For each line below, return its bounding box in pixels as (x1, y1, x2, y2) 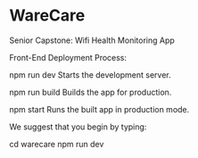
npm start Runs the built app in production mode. (9, 104, 190, 114)
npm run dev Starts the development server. (9, 69, 171, 80)
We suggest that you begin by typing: (9, 121, 147, 132)
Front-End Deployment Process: (9, 52, 128, 62)
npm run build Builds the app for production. (9, 87, 172, 97)
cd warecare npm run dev (9, 138, 104, 149)
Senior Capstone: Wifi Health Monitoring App (9, 35, 176, 46)
